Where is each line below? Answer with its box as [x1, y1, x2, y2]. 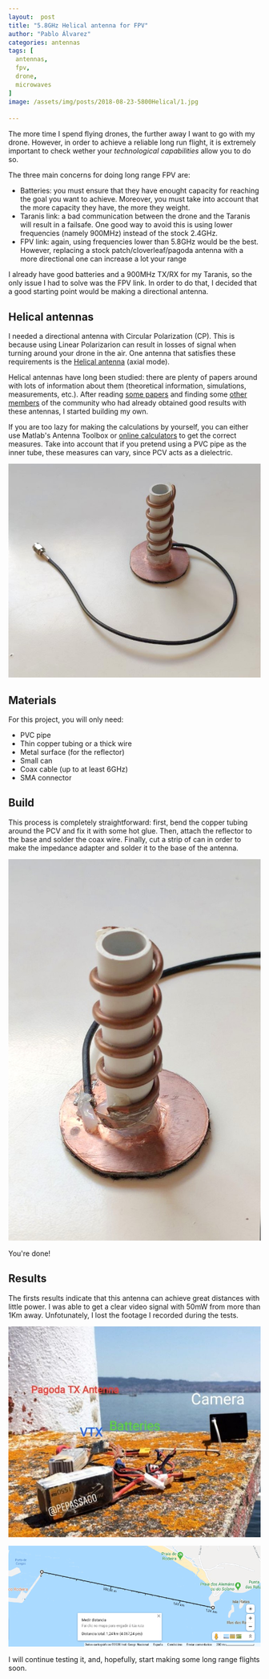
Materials [8, 693, 57, 707]
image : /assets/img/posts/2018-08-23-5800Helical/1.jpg [8, 97, 199, 106]
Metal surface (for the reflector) [19, 748, 126, 757]
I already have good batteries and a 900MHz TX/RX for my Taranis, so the [8, 270, 252, 279]
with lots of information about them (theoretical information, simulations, [8, 381, 247, 391]
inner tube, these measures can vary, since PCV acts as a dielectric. [8, 448, 234, 458]
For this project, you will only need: [8, 715, 124, 724]
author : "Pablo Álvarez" [8, 30, 91, 38]
